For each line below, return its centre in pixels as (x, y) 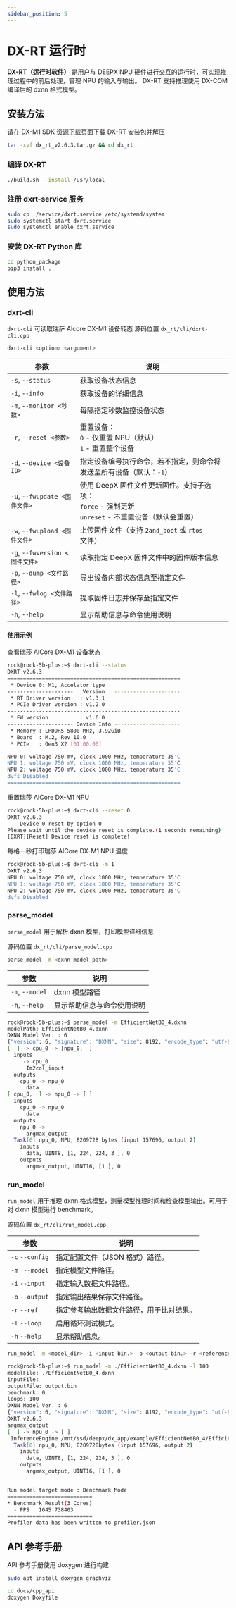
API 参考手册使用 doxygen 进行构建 (58, 1564)
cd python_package (34, 261)
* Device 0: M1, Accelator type (58, 685)
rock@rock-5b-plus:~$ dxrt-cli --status (67, 666)
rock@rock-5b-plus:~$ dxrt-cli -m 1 (61, 865)
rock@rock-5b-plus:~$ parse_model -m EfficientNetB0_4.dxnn (97, 1022)
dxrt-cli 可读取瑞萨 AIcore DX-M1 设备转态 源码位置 (83, 329)
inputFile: (23, 1379)
